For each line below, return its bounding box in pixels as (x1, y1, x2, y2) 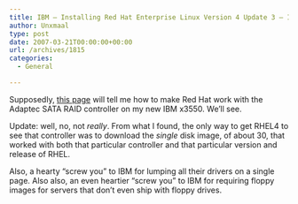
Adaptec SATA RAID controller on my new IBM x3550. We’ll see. (9, 103, 242, 114)
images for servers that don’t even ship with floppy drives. (9, 185, 223, 195)
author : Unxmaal (9, 21, 69, 30)
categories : (9, 54, 53, 63)
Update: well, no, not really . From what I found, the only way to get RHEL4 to (9, 120, 289, 131)
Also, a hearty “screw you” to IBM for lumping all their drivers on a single (9, 165, 275, 177)
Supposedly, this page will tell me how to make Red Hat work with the (9, 94, 263, 104)
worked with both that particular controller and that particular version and (9, 139, 278, 150)
